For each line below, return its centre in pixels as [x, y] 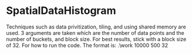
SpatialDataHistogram [61, 11]
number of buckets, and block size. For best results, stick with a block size [96, 39]
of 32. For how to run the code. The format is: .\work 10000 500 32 [87, 45]
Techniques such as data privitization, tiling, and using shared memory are [96, 27]
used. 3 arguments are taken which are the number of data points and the [95, 33]
